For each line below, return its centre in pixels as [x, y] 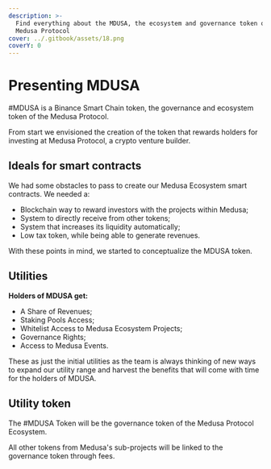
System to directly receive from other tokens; [95, 218]
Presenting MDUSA [74, 86]
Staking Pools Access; [57, 320]
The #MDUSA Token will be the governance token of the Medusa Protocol [131, 423]
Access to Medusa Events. [64, 345]
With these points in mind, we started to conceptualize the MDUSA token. [130, 251]
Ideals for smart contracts [75, 166]
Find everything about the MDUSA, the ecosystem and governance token [137, 23]
